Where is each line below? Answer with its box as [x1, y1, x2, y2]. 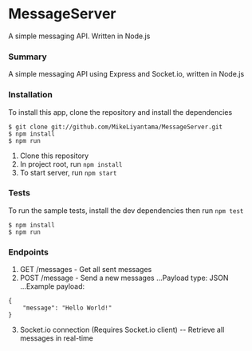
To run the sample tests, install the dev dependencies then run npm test [8, 205, 244, 215]
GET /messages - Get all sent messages [19, 265, 152, 274]
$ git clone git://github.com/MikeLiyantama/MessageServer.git [8, 123, 223, 131]
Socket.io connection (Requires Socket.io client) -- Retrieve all [19, 325, 225, 335]
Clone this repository [19, 151, 89, 160]
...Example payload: [19, 282, 85, 291]
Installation [8, 89, 53, 101]
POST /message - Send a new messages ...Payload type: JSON [19, 273, 229, 283]
